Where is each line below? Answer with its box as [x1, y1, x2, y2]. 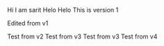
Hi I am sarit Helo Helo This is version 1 [7, 6, 119, 14]
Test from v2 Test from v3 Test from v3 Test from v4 [7, 32, 158, 41]
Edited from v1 [7, 19, 49, 27]
